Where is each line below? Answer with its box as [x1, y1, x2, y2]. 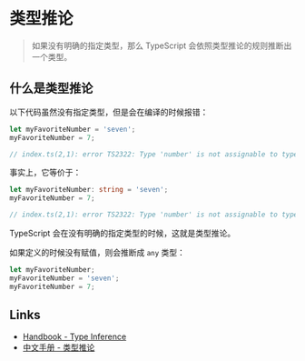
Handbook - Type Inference [22, 331, 127, 342]
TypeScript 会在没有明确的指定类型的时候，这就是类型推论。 [9, 228, 236, 238]
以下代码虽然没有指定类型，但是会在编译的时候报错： [9, 106, 209, 117]
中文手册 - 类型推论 [22, 342, 95, 353]
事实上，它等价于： [9, 167, 82, 178]
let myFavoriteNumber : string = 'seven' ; [9, 186, 169, 195]
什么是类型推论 [9, 81, 93, 96]
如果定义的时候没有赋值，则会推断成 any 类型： [9, 247, 186, 257]
